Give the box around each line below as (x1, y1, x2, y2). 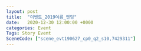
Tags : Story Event (6, 30, 51, 36)
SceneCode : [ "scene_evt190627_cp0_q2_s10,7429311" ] (6, 36, 136, 42)
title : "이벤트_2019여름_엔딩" (6, 14, 77, 20)
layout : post (6, 8, 38, 15)
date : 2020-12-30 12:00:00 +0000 (6, 19, 94, 25)
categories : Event (6, 25, 51, 31)
